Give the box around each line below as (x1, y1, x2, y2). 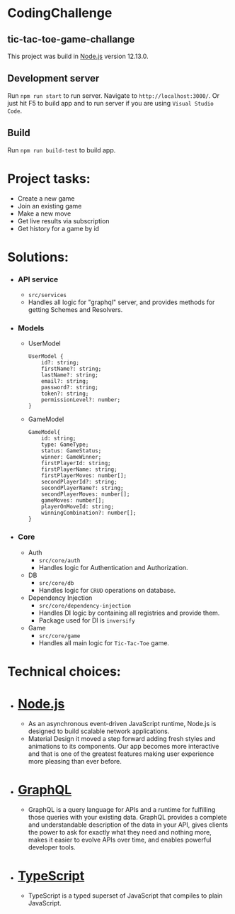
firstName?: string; (41, 365, 102, 373)
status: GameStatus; (41, 447, 102, 455)
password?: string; (41, 384, 99, 391)
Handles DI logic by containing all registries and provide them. (38, 608, 220, 617)
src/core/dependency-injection (38, 602, 131, 609)
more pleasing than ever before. (28, 757, 122, 765)
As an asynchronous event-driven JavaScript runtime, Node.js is (28, 719, 217, 728)
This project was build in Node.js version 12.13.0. (7, 52, 149, 60)
